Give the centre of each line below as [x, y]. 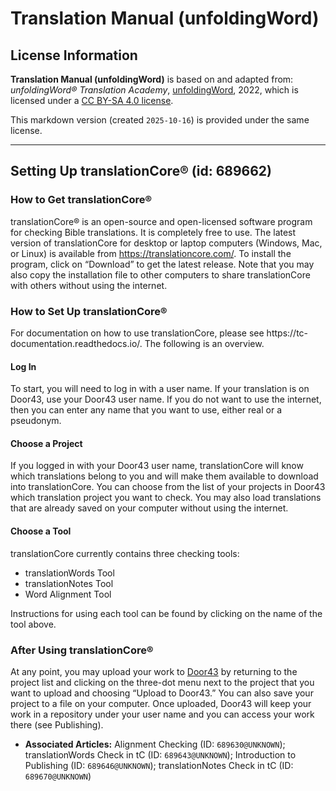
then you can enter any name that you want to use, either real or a [146, 410]
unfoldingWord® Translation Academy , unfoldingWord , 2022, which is [154, 90]
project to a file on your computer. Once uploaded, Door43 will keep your [161, 703]
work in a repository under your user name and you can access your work [162, 714]
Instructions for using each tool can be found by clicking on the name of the [166, 613]
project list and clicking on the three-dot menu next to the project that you [162, 682]
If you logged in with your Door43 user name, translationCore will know [157, 466]
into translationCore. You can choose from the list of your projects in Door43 [168, 487]
